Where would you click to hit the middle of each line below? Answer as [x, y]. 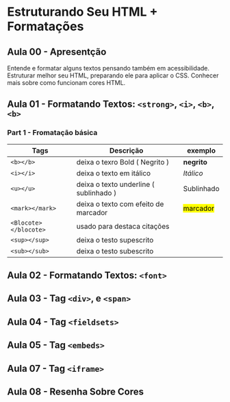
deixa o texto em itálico [114, 173]
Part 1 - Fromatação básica [52, 133]
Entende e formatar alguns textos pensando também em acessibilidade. [108, 68]
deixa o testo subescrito [115, 251]
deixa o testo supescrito [115, 240]
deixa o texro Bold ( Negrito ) [123, 162]
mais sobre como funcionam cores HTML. [66, 83]
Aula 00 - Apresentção [57, 52]
